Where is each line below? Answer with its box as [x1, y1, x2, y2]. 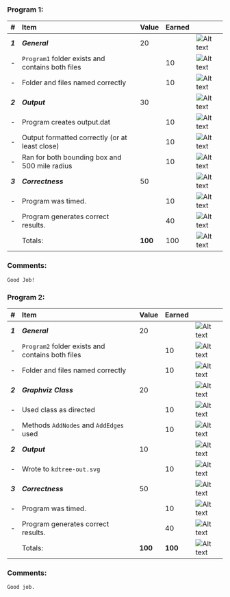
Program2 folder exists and [21, 341, 105, 351]
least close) [21, 142, 60, 151]
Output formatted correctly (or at [21, 133, 128, 142]
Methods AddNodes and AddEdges [21, 420, 125, 430]
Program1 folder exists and [21, 54, 105, 63]
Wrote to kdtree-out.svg [21, 464, 101, 473]
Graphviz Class [21, 385, 73, 394]
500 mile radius [21, 161, 73, 171]
